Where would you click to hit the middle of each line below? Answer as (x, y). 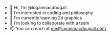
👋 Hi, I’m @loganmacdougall (38, 8)
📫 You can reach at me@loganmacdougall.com (58, 28)
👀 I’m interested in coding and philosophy (51, 13)
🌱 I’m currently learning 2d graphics (46, 18)
